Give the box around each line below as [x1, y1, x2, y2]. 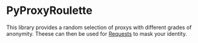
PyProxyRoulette [6, 4, 93, 18]
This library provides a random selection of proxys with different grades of [6, 24, 192, 31]
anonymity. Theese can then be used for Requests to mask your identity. [6, 30, 188, 37]
